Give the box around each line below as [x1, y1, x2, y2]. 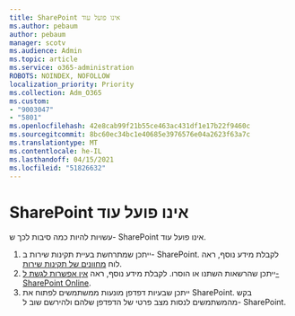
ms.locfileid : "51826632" [9, 163, 106, 172]
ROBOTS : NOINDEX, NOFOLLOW [9, 72, 110, 81]
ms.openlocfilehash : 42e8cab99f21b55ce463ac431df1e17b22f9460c [9, 122, 251, 131]
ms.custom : [9, 96, 50, 106]
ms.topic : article [9, 55, 78, 64]
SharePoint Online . [22, 277, 91, 288]
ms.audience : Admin [9, 47, 82, 56]
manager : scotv [9, 38, 66, 48]
